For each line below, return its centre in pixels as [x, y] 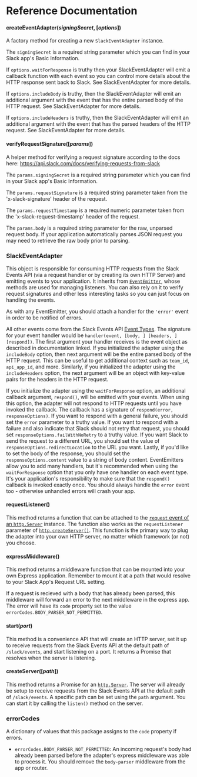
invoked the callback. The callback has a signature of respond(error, [90, 409]
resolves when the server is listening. [51, 658]
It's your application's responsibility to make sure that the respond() [88, 478]
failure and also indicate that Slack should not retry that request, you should [98, 428]
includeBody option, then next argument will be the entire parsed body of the [99, 354]
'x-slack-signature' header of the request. [57, 198]
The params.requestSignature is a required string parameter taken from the [97, 192]
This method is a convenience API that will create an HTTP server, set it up [96, 639]
